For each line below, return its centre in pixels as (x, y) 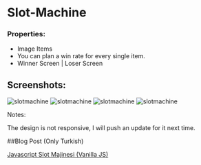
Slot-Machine (47, 13)
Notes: (17, 115)
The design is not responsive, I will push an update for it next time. (101, 128)
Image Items (35, 49)
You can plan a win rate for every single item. (81, 56)
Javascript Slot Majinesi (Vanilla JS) (58, 155)
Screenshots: (37, 85)
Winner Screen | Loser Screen (60, 64)
